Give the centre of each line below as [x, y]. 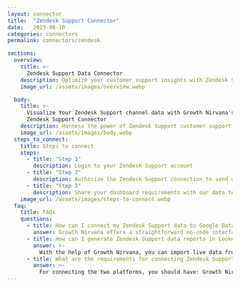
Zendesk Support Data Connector [74, 73]
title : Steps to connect [57, 146]
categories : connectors [43, 34]
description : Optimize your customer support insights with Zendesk [124, 80]
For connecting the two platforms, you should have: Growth [130, 272]
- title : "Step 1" [54, 159]
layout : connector [35, 14]
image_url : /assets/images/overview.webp [82, 86]
